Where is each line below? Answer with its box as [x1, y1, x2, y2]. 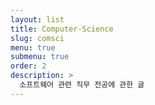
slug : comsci [10, 33, 65, 43]
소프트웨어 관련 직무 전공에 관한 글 [19, 80, 145, 90]
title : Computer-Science [10, 24, 114, 34]
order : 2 [10, 61, 47, 71]
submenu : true [10, 52, 70, 62]
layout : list [10, 14, 65, 25]
